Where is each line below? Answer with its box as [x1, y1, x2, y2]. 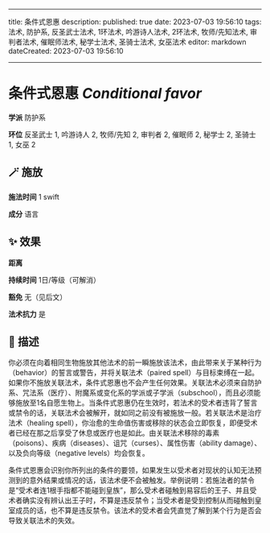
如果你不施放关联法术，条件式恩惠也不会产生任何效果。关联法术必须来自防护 [8, 378, 262, 387]
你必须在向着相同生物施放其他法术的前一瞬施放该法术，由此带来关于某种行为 [8, 357, 262, 367]
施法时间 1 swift [8, 192, 60, 201]
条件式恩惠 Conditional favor [8, 85, 202, 103]
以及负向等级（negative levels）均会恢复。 [8, 448, 150, 458]
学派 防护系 [8, 112, 46, 122]
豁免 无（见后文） [8, 291, 67, 302]
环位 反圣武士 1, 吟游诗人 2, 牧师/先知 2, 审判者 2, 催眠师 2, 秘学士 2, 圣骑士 [8, 130, 256, 139]
